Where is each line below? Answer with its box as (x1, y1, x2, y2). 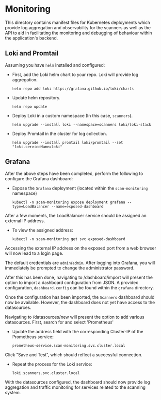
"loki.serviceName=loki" (12, 144, 63, 149)
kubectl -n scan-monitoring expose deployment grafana (12, 200, 126, 205)
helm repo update (12, 104, 48, 109)
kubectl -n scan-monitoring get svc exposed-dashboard (12, 236, 126, 242)
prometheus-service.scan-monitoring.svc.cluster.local (12, 343, 126, 348)
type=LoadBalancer (12, 204, 49, 209)
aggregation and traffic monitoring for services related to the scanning (5, 384, 146, 390)
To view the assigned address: (12, 227, 74, 233)
